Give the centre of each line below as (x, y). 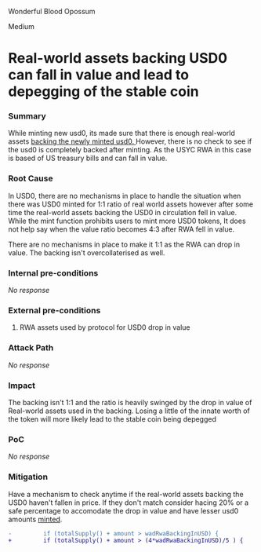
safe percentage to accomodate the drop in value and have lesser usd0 (123, 510)
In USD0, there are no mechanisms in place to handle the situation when (125, 196)
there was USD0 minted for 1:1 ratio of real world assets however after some (130, 204)
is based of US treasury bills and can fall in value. (88, 158)
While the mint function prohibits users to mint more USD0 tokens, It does (127, 221)
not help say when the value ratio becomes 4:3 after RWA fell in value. (121, 229)
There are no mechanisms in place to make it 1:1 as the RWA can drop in (124, 244)
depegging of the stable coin (103, 91)
